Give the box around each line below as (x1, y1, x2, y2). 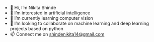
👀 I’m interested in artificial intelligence (10, 10, 91, 16)
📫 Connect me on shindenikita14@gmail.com (10, 31, 105, 37)
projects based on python (10, 26, 64, 32)
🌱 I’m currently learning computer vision (10, 15, 93, 21)
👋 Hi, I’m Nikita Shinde (10, 5, 56, 10)
